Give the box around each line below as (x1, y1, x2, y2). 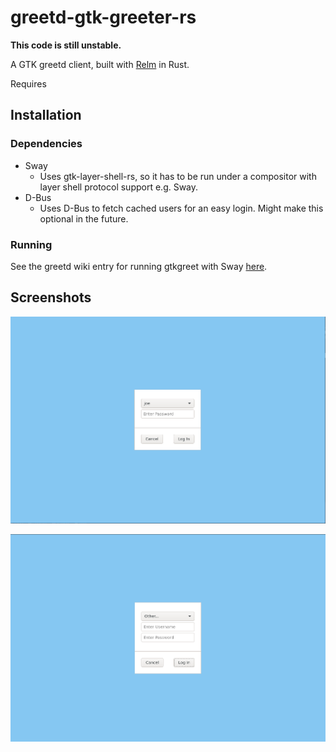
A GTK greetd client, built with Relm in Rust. (10, 58, 190, 70)
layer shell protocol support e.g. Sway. (39, 181, 199, 193)
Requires (10, 77, 47, 90)
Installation (10, 107, 82, 124)
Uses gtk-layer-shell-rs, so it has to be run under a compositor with (39, 170, 317, 182)
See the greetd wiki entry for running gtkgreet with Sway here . (10, 260, 268, 272)
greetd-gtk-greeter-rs (10, 6, 197, 29)
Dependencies (10, 137, 83, 151)
